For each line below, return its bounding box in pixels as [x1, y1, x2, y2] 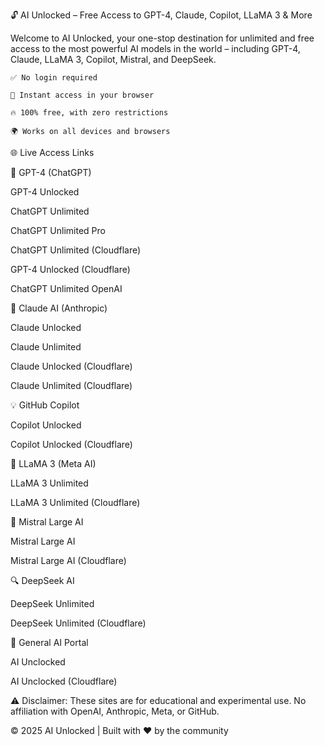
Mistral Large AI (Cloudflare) [10, 555, 127, 566]
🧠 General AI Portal [10, 637, 89, 648]
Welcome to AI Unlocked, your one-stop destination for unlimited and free [10, 32, 315, 44]
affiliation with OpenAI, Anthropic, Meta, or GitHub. [10, 705, 220, 717]
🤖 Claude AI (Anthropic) [10, 302, 108, 314]
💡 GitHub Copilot [10, 399, 80, 411]
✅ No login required [10, 73, 98, 83]
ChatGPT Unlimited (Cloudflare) [10, 244, 142, 256]
